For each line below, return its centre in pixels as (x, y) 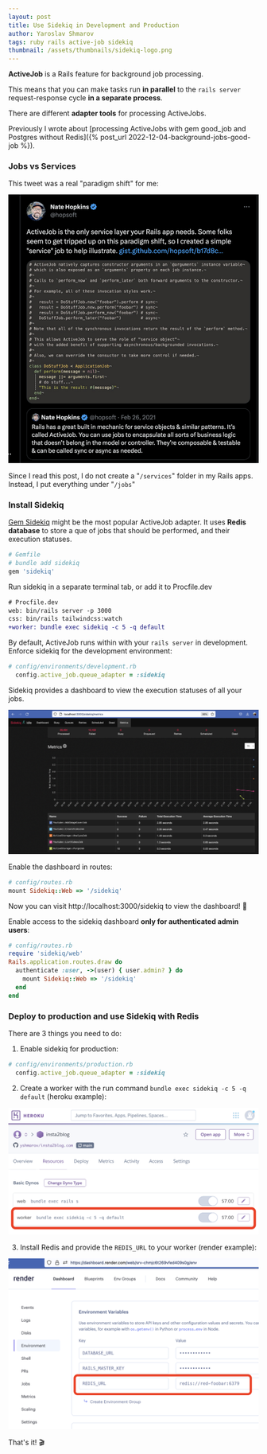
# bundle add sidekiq (44, 563)
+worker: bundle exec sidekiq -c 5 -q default (87, 628)
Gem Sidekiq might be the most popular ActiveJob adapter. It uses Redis (127, 522)
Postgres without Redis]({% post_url (68, 137)
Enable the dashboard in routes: (60, 867)
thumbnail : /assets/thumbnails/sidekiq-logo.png (90, 51)
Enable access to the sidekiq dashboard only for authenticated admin (124, 921)
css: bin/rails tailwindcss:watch (66, 619)
